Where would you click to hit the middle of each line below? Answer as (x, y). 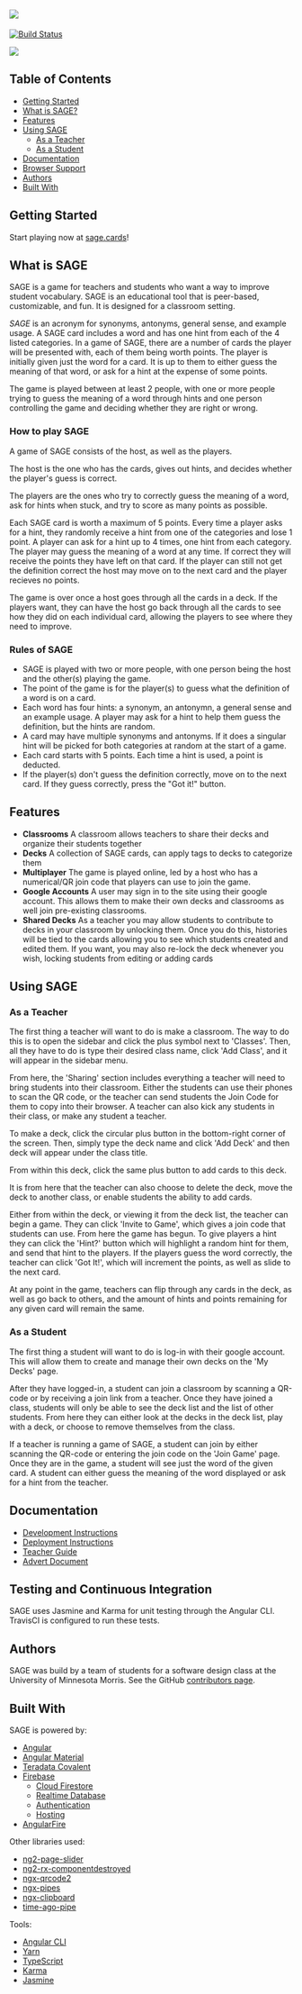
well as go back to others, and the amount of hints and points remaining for (148, 1299)
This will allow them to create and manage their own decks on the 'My (139, 1361)
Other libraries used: (47, 1842)
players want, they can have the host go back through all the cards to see (145, 607)
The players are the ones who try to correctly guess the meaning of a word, (149, 495)
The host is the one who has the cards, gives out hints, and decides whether (151, 468)
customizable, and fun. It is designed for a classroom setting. (122, 306)
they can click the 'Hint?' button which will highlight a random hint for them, (149, 1244)
